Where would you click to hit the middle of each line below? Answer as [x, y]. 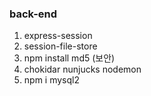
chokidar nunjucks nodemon [82, 69]
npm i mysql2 [51, 80]
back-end [33, 14]
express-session [58, 36]
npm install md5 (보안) [69, 58]
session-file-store [60, 46]
